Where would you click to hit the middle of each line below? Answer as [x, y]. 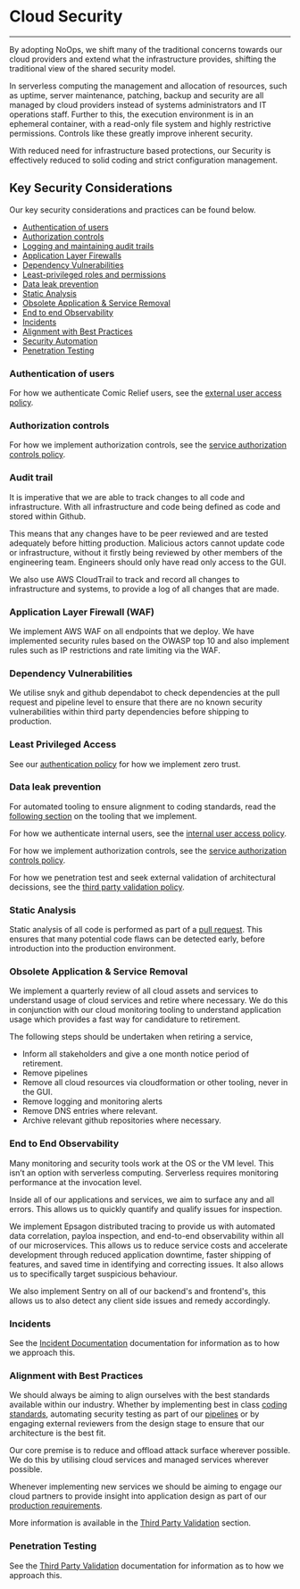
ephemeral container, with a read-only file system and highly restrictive [140, 123]
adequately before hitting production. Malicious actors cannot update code [147, 543]
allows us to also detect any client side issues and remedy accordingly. [140, 1300]
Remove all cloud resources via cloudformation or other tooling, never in [155, 1083]
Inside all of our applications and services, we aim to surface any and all [142, 1200]
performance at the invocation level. [76, 1182]
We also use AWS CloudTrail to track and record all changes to [125, 579]
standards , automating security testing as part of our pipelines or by [134, 1414]
